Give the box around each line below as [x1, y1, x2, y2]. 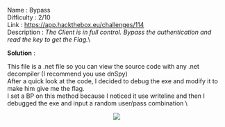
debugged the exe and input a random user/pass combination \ [7, 99, 188, 107]
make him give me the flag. [7, 85, 85, 92]
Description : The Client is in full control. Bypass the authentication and [7, 28, 212, 36]
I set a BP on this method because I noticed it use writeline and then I [7, 92, 205, 100]
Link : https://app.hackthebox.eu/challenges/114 [7, 21, 144, 28]
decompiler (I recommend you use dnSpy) [7, 69, 128, 78]
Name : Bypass [7, 6, 51, 14]
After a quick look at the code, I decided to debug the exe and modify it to [7, 77, 219, 85]
